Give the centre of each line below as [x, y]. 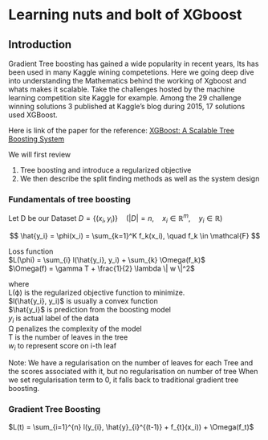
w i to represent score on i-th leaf [63, 346]
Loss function [31, 251]
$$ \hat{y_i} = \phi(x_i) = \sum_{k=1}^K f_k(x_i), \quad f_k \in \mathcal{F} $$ [135, 235]
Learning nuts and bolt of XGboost [125, 15]
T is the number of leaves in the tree [68, 337]
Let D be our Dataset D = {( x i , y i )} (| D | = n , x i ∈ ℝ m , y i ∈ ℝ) [116, 218]
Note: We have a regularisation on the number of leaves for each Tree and [131, 363]
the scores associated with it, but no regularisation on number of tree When [133, 372]
